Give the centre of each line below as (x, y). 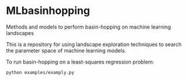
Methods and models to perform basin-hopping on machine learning (89, 27)
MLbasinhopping (48, 11)
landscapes (20, 33)
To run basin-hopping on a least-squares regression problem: (80, 62)
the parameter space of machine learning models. (66, 50)
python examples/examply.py (40, 72)
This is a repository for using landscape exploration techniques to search (94, 44)
